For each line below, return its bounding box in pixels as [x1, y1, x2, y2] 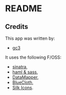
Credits [5, 23, 29, 31]
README [5, 3, 42, 14]
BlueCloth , [12, 79, 33, 85]
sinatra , [12, 64, 28, 70]
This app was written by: [5, 35, 55, 41]
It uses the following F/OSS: [5, 54, 62, 60]
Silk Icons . [12, 85, 33, 91]
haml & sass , [12, 69, 38, 75]
